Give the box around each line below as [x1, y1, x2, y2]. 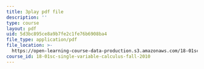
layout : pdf [6, 25, 36, 32]
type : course [6, 20, 39, 26]
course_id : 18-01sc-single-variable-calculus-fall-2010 [6, 53, 151, 59]
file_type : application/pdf [6, 37, 78, 43]
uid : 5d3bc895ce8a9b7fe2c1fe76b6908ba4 [6, 31, 107, 37]
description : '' [6, 14, 47, 20]
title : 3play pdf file [6, 8, 64, 15]
